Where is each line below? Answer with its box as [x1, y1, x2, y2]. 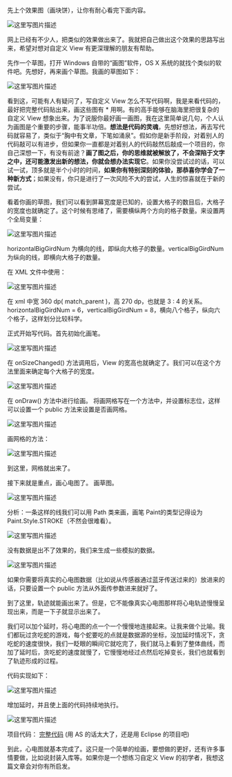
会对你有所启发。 [25, 762, 74, 770]
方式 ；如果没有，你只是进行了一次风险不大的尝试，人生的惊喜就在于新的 [19, 175, 225, 182]
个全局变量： [7, 215, 43, 223]
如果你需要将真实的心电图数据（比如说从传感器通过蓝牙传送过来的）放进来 [7, 576, 219, 583]
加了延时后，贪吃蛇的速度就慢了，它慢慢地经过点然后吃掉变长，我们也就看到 [7, 648, 225, 656]
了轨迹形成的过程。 [7, 657, 62, 665]
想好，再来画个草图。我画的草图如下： [30, 68, 140, 75]
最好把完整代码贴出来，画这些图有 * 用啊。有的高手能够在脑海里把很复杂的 [7, 106, 220, 113]
